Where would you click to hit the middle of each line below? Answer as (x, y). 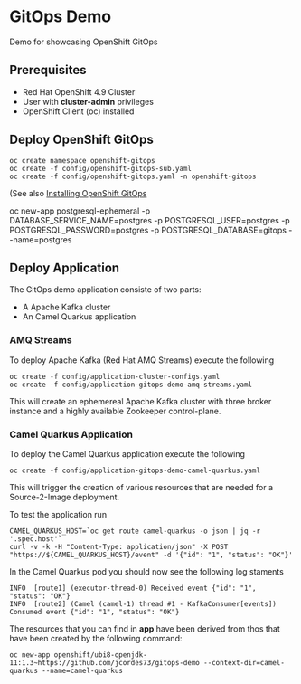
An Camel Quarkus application (79, 317)
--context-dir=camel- (244, 662)
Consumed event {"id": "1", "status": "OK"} (94, 612)
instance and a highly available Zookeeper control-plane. (115, 411)
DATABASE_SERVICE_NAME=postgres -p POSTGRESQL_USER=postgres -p (150, 220)
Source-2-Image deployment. (65, 497)
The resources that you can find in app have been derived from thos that (145, 628)
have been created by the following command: (96, 638)
